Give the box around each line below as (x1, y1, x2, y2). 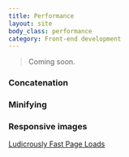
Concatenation (8, 77, 69, 89)
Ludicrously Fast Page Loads (8, 139, 105, 149)
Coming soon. (28, 57, 75, 67)
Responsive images (8, 121, 88, 133)
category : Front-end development (8, 34, 122, 43)
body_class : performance (8, 27, 92, 35)
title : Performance (8, 11, 75, 20)
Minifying (8, 99, 47, 111)
